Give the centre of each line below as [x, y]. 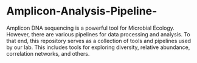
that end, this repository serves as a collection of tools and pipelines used [99, 41]
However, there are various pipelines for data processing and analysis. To [98, 34]
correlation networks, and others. [48, 53]
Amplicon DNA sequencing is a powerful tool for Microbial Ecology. [91, 28]
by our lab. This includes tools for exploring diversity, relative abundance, [98, 47]
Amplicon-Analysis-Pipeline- [82, 11]
